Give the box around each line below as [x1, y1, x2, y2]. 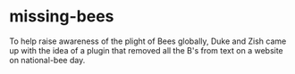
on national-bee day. [9, 54, 86, 65]
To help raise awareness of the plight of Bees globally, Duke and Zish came [9, 36, 287, 46]
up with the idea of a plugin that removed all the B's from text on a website [9, 45, 283, 55]
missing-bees [9, 6, 114, 27]
